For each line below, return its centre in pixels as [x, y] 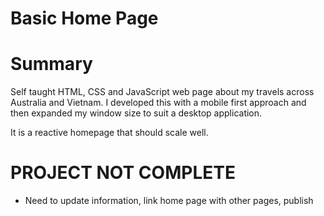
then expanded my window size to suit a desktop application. [136, 113]
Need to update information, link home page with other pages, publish [169, 201]
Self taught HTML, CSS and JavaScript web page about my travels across [162, 92]
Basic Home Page [84, 18]
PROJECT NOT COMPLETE [123, 173]
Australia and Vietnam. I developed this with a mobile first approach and [158, 103]
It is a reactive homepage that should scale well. [109, 133]
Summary [51, 64]
